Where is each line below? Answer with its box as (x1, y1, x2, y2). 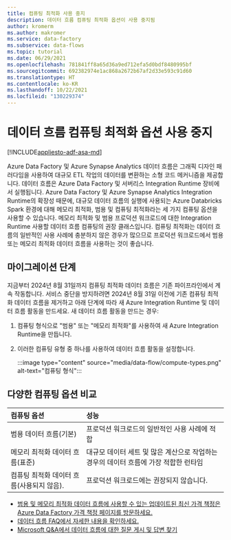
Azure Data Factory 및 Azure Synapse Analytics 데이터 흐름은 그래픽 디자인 (7, 162, 215, 170)
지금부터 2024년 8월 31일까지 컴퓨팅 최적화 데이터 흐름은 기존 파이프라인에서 (7, 281, 214, 289)
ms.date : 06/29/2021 (7, 55, 67, 62)
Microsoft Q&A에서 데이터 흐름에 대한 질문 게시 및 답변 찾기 (16, 525, 177, 533)
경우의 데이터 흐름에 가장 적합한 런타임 (86, 458, 203, 467)
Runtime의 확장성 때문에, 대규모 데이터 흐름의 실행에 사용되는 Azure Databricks (7, 196, 222, 205)
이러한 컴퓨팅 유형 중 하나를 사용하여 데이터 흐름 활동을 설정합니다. (16, 344, 195, 352)
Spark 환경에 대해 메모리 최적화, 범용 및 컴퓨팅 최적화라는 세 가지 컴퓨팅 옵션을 (7, 205, 218, 213)
